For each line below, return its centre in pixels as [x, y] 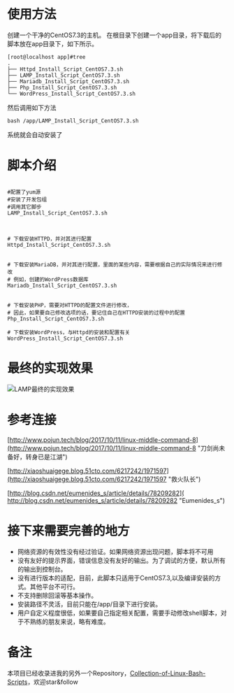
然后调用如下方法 [32, 107]
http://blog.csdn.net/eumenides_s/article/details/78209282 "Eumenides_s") [116, 500]
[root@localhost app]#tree [46, 57]
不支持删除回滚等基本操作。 [57, 595]
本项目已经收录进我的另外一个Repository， [69, 673]
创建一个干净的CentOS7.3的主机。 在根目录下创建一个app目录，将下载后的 [115, 35]
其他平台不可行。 [54, 586]
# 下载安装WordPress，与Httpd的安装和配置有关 [69, 332]
